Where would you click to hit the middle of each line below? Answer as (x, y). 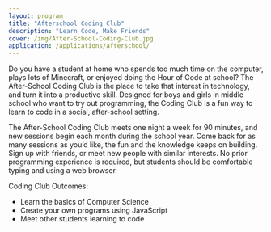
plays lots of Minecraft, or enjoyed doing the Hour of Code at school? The (131, 78)
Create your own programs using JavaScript (94, 210)
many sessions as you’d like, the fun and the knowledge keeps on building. (133, 145)
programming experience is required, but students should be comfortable (131, 162)
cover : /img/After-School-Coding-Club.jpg (81, 38)
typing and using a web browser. (63, 171)
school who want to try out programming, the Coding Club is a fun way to (131, 103)
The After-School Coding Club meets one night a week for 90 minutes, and (133, 128)
